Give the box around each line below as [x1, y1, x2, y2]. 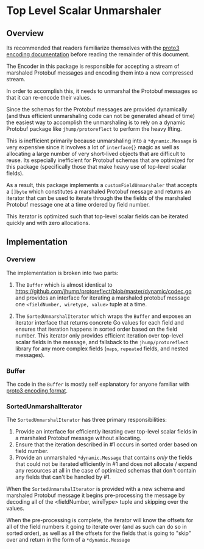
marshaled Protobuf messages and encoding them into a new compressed [6, 69, 194, 76]
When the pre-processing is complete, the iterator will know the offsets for [6, 517, 194, 524]
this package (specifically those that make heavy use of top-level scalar [6, 163, 187, 170]
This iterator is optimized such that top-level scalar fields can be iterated [6, 213, 189, 220]
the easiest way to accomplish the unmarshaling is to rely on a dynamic [6, 119, 186, 126]
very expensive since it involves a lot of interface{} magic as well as [6, 144, 180, 150]
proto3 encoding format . [6, 386, 68, 394]
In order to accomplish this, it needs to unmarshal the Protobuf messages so [6, 87, 198, 95]
